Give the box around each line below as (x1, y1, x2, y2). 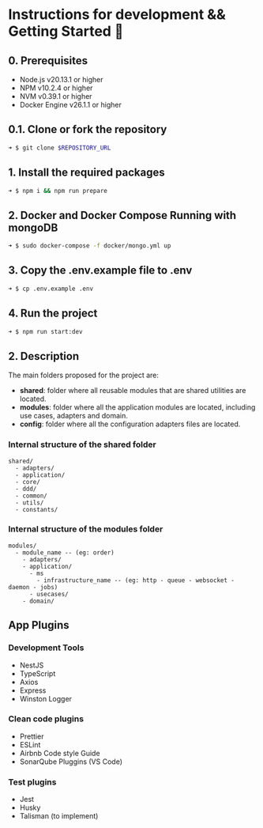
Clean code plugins (8, 713, 85, 724)
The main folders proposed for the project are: (8, 370, 160, 380)
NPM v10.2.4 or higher (19, 83, 93, 93)
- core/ (15, 478, 41, 486)
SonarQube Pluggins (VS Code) (19, 757, 122, 766)
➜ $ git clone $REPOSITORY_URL (8, 144, 111, 152)
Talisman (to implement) (19, 811, 99, 821)
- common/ (15, 492, 47, 500)
